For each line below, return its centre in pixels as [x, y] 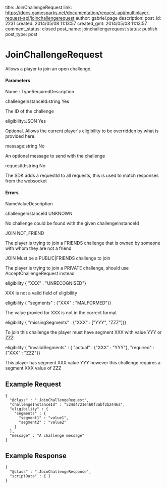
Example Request [33, 384]
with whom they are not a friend [38, 248]
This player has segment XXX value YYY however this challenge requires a [83, 363]
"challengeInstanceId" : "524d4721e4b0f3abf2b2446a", [67, 405]
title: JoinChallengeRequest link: [39, 7]
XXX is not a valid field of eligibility [41, 293]
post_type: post [21, 34]
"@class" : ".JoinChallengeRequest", [49, 400]
